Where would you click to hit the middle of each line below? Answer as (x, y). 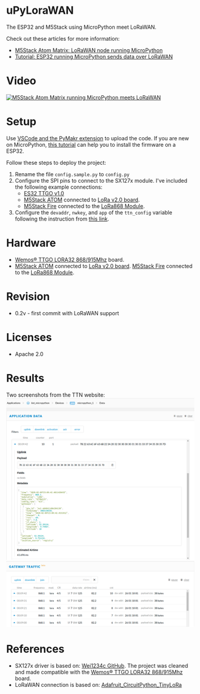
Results (25, 378)
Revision (28, 296)
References (35, 649)
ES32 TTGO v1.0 (44, 193)
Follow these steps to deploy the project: (56, 162)
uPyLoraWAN (40, 10)
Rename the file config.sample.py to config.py (72, 174)
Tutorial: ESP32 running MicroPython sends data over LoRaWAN (94, 56)
